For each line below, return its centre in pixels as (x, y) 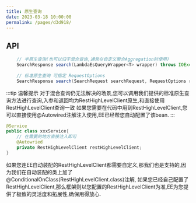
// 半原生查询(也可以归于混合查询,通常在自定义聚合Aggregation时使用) (93, 60)
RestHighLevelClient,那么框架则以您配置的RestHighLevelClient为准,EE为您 (95, 187)
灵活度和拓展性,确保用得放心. (66, 194)
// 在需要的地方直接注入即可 (47, 137)
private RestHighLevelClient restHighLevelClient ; (79, 148)
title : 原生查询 (24, 11)
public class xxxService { (37, 131)
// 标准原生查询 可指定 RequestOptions (61, 76)
